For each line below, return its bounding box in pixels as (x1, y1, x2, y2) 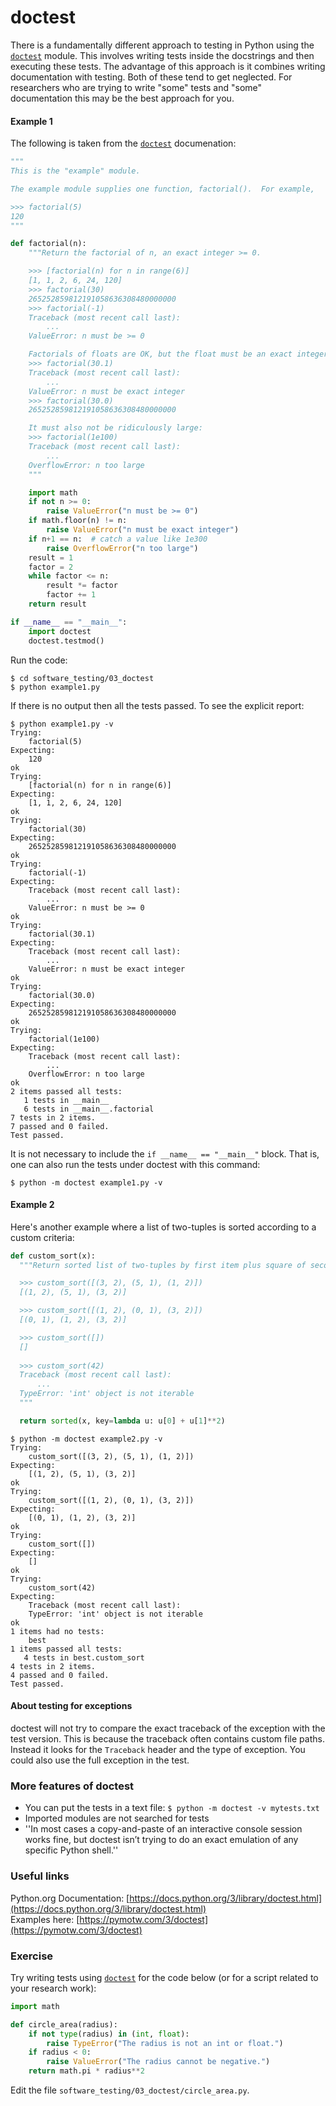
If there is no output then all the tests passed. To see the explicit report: (10, 699, 305, 711)
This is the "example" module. (10, 166, 141, 176)
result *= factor (46, 581, 118, 591)
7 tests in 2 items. (10, 1112, 97, 1123)
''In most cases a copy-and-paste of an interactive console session (24, 1823, 303, 1835)
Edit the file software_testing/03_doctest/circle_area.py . (10, 2084, 250, 2096)
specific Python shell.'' (24, 1844, 119, 1856)
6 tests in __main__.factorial (23, 1104, 155, 1114)
